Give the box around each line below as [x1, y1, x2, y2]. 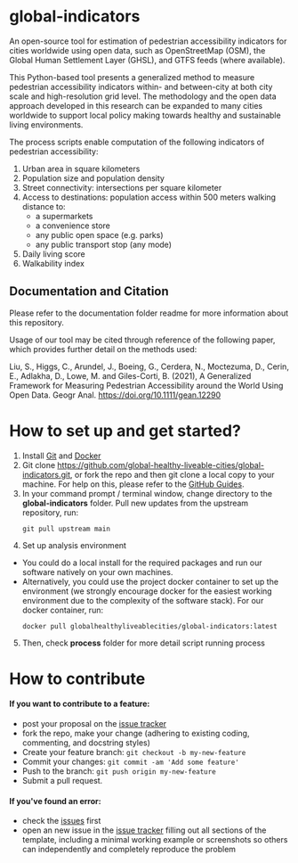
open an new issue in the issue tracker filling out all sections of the [21, 825, 267, 835]
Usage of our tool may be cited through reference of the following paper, [9, 334, 276, 345]
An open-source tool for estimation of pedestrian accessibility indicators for [9, 36, 287, 46]
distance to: [21, 201, 66, 211]
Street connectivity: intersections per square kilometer [21, 182, 222, 193]
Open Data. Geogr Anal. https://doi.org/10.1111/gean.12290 [9, 390, 221, 400]
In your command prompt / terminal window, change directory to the [21, 488, 273, 498]
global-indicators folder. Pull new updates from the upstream [21, 497, 249, 508]
